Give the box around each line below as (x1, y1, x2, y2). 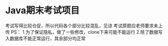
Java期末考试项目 (5, 5, 80, 16)
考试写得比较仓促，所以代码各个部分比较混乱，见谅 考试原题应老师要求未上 (5, 22, 163, 29)
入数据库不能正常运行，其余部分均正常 (5, 35, 86, 41)
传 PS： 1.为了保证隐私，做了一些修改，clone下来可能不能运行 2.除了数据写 (5, 29, 163, 35)
